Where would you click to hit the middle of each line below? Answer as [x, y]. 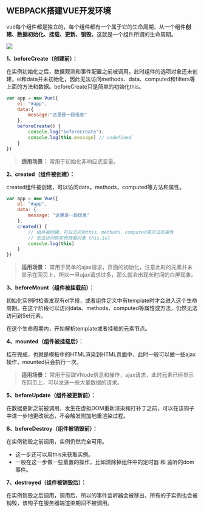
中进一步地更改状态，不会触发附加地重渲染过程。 [67, 416]
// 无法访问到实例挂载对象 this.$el [69, 238]
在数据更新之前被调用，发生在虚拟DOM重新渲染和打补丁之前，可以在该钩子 [100, 408]
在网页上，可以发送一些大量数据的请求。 [72, 382]
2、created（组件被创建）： [41, 174]
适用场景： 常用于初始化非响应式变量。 [70, 161]
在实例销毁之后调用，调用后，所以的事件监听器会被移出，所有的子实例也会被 [102, 496]
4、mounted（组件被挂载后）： [45, 342]
